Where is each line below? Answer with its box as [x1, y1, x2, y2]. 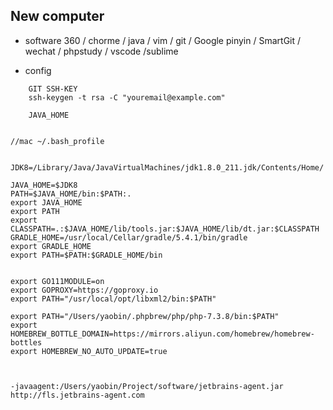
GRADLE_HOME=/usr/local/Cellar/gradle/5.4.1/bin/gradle [10, 232, 248, 243]
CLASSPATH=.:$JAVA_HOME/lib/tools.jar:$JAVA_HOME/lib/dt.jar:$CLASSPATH [10, 224, 320, 234]
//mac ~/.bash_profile [10, 136, 105, 146]
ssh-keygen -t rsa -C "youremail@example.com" [28, 92, 226, 103]
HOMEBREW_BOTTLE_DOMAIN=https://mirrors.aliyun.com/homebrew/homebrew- [10, 329, 315, 339]
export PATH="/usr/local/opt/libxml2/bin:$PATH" [10, 294, 217, 304]
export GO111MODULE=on [10, 276, 105, 286]
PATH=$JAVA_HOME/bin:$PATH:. [10, 189, 132, 199]
